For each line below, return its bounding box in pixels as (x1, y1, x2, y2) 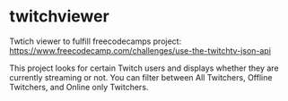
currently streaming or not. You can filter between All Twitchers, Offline (9, 72, 273, 82)
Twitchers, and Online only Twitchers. (9, 81, 149, 92)
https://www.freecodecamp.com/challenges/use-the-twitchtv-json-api (9, 45, 272, 55)
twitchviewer (9, 6, 109, 27)
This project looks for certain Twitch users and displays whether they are (9, 63, 280, 73)
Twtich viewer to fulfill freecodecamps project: (9, 36, 182, 46)
